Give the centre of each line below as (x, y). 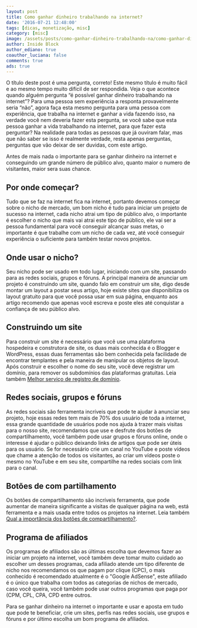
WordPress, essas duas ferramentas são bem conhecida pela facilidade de (96, 354)
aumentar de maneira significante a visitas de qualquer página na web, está (97, 507)
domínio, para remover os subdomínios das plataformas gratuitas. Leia (91, 373)
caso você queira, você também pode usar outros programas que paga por (97, 589)
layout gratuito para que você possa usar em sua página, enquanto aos (92, 296)
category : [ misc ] (27, 33)
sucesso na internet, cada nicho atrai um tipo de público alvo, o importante (96, 214)
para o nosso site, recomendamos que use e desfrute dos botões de (89, 430)
